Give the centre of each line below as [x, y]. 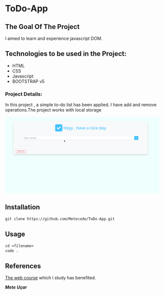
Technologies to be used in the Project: [66, 54]
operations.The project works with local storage [53, 110]
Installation [23, 207]
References [23, 266]
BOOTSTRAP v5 [28, 81]
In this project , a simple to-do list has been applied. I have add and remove [81, 105]
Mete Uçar [16, 287]
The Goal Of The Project [42, 27]
